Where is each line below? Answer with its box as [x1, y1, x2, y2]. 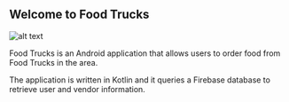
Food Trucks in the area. [9, 57, 98, 67]
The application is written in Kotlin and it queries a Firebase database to [9, 75, 270, 85]
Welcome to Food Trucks [9, 7, 150, 22]
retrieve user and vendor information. [9, 83, 146, 94]
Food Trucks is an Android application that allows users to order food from [9, 48, 281, 59]
